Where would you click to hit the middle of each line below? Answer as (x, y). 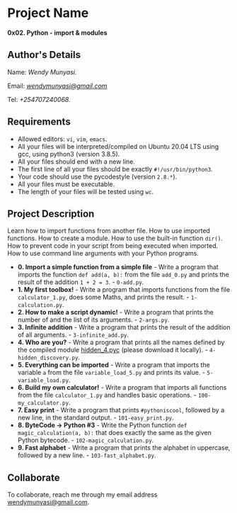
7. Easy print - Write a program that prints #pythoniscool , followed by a (121, 410)
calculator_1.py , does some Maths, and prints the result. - (103, 297)
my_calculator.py (43, 403)
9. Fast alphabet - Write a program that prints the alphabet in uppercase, (124, 448)
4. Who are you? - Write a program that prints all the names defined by (121, 342)
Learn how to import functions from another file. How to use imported (109, 231)
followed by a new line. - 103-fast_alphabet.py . (87, 456)
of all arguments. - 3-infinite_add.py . (73, 335)
